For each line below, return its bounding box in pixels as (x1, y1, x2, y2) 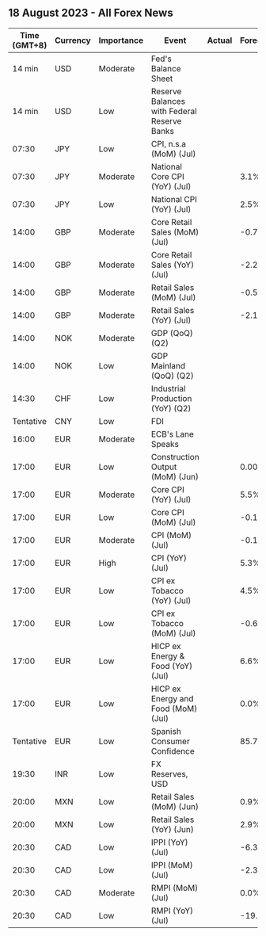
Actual (207, 35, 233, 46)
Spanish (150, 725, 182, 736)
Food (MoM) (150, 703, 198, 714)
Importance (98, 35, 144, 46)
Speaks (150, 438, 180, 449)
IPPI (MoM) (150, 859, 194, 870)
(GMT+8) (12, 40, 47, 51)
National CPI (150, 193, 198, 204)
